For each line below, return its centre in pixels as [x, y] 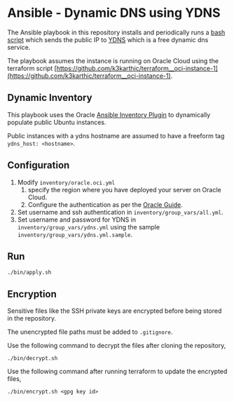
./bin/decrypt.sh [33, 359]
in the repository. [32, 319]
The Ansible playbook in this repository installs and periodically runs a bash [116, 32]
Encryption [32, 294]
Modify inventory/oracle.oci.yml [66, 182]
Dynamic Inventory [50, 98]
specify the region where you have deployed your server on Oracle [125, 189]
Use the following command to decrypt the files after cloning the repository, [117, 346]
